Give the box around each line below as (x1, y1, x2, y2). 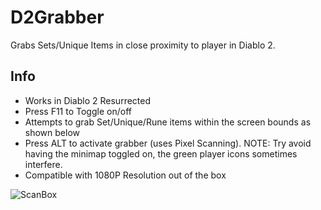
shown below (24, 126, 80, 138)
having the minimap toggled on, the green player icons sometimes (24, 147, 298, 160)
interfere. (24, 158, 63, 170)
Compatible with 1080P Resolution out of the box (24, 169, 227, 181)
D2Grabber (10, 6, 105, 29)
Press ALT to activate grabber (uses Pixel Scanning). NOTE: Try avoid (24, 137, 312, 149)
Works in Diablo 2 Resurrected (24, 94, 152, 106)
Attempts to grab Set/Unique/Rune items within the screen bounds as (24, 116, 312, 128)
